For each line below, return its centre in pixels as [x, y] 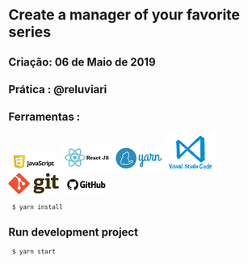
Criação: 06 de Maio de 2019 [82, 62]
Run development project [74, 232]
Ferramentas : [44, 117]
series [29, 32]
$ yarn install [37, 207]
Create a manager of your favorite [124, 15]
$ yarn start [34, 252]
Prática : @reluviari [58, 89]
